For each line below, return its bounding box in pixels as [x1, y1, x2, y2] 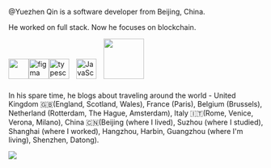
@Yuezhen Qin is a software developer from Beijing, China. [8, 7, 205, 16]
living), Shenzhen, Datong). [8, 135, 100, 145]
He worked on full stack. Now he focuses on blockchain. [8, 23, 197, 31]
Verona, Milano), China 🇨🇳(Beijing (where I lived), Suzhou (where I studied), [8, 117, 264, 127]
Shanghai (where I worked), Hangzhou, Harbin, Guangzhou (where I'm [8, 127, 243, 136]
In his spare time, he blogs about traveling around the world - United [8, 90, 236, 100]
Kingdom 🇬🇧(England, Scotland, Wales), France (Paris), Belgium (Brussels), [8, 99, 263, 108]
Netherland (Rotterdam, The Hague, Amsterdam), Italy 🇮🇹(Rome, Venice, [8, 108, 254, 118]
